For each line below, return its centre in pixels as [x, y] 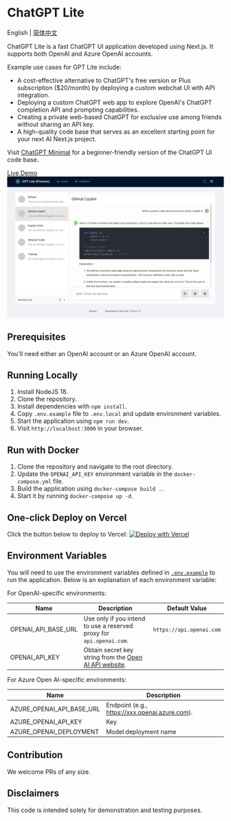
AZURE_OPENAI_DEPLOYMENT [55, 731]
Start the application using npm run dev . [73, 421]
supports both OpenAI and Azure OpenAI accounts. [80, 54]
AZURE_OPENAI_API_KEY [46, 722]
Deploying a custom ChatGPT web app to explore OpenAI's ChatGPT [114, 102]
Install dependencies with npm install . [72, 406]
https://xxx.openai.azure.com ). [150, 713]
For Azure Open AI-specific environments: [67, 680]
